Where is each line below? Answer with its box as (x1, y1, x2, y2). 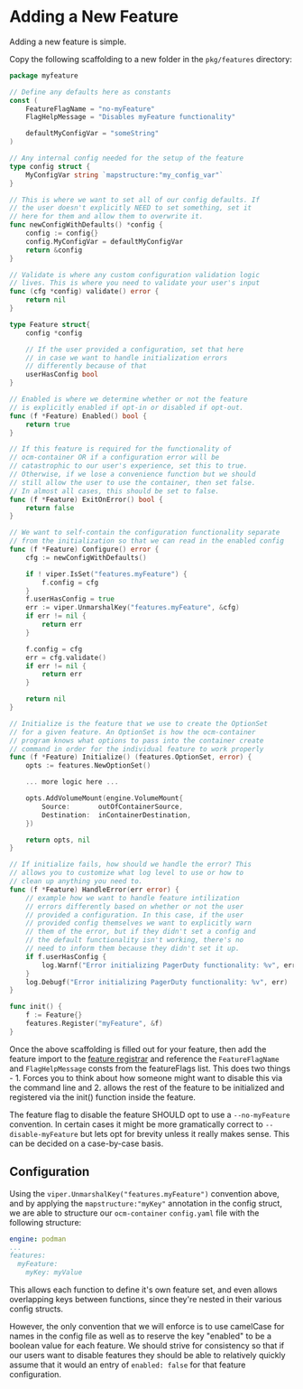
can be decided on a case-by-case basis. (9, 1138, 164, 1149)
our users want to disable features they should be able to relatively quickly (9, 1350, 286, 1360)
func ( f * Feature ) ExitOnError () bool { (9, 495, 164, 504)
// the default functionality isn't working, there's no (25, 936, 244, 945)
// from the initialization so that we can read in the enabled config (9, 536, 284, 545)
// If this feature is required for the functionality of (9, 444, 232, 453)
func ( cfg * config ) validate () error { (9, 287, 160, 296)
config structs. (9, 1303, 64, 1314)
